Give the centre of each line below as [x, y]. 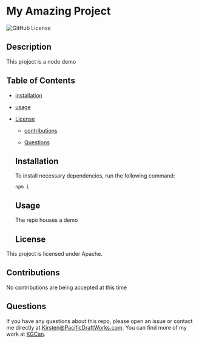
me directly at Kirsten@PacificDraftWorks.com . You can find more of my [96, 327]
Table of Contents [41, 81]
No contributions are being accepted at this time [67, 287]
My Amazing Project [59, 11]
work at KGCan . [26, 334]
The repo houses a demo [46, 220]
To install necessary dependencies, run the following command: [95, 176]
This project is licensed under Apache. [55, 254]
